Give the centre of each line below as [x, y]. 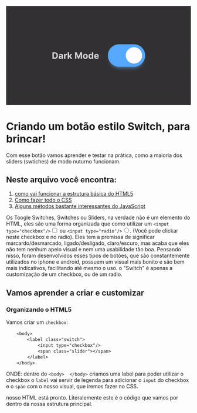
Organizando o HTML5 [39, 309]
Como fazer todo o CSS [43, 200]
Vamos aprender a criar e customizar [75, 293]
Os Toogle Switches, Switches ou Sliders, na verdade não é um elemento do [98, 218]
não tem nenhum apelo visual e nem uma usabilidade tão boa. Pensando [94, 250]
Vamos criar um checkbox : [37, 322]
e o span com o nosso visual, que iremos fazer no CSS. [72, 387]
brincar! [26, 139]
